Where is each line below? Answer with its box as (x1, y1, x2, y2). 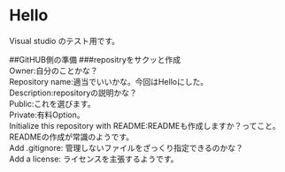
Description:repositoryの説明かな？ (9, 87, 137, 98)
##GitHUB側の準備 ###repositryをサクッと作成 (9, 54, 181, 64)
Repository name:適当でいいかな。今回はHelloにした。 (9, 76, 209, 86)
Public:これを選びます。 (9, 98, 96, 108)
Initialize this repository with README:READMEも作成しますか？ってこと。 (9, 120, 281, 131)
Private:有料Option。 (9, 109, 85, 120)
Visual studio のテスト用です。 (9, 35, 120, 46)
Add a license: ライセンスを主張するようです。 (9, 153, 179, 164)
